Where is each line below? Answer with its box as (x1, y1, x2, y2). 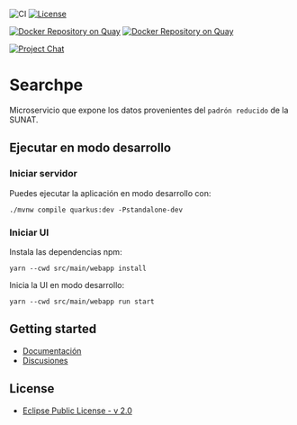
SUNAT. (9, 113, 39, 125)
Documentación (22, 345, 82, 356)
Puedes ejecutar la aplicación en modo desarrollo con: (9, 187, 211, 198)
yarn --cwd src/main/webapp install (9, 264, 147, 273)
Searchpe (9, 75, 84, 95)
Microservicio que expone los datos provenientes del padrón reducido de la (9, 104, 289, 115)
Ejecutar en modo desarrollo (9, 140, 172, 156)
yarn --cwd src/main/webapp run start (9, 297, 155, 306)
